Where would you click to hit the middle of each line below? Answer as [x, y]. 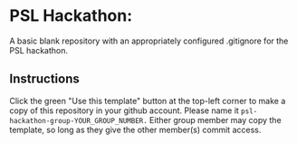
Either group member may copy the [216, 120]
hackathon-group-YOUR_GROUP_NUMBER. [78, 120]
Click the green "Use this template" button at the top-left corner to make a [148, 101]
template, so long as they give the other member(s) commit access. [135, 130]
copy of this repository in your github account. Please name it [125, 110]
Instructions [44, 79]
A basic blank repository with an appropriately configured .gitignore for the [149, 41]
